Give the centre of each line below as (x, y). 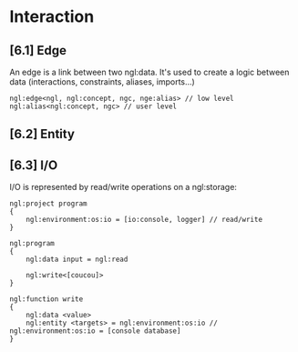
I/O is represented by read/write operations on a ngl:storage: (123, 187)
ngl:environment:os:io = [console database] (95, 331)
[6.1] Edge (38, 50)
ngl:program (32, 244)
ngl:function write (46, 299)
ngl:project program (49, 204)
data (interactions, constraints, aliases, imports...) (103, 82)
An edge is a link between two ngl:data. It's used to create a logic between (149, 72)
